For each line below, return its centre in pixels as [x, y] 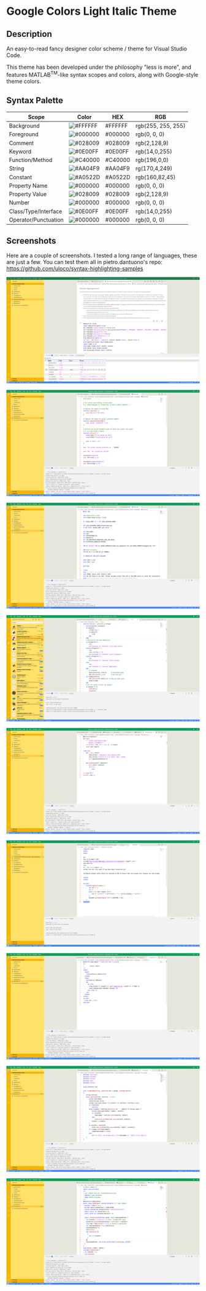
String [17, 169]
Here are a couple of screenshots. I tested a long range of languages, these [102, 255]
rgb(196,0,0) [152, 160]
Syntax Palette [35, 100]
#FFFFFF [116, 126]
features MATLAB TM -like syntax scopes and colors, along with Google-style [102, 74]
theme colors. [24, 81]
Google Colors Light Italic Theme [91, 11]
